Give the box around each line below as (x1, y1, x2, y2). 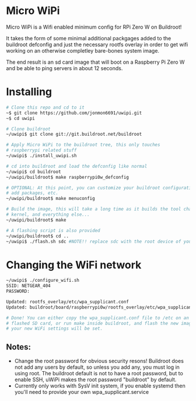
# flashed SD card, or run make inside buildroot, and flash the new (6, 320, 179, 326)
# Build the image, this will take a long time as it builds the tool (6, 206, 181, 212)
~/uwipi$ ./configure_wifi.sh (6, 278, 80, 284)
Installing (6, 85, 52, 99)
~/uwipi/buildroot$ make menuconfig (6, 196, 95, 202)
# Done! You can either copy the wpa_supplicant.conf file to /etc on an (6, 314, 190, 321)
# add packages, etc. (6, 190, 59, 196)
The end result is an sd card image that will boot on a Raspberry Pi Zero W (6, 58, 185, 65)
